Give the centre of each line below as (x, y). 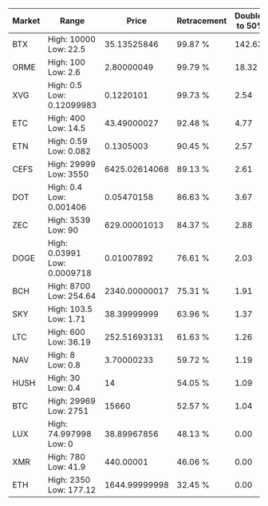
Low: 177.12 (72, 490)
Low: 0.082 (69, 151)
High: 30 (64, 378)
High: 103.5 (70, 309)
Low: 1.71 (67, 319)
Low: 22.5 (67, 49)
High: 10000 (71, 39)
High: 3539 (69, 220)
